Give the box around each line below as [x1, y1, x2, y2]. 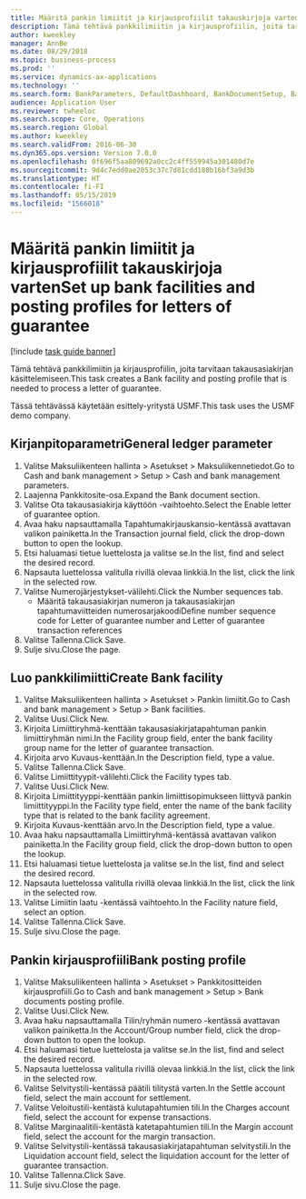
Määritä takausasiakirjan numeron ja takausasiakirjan [36, 595, 235, 606]
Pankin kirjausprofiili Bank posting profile [10, 952, 246, 968]
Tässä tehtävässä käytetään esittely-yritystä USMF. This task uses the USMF [10, 400, 295, 411]
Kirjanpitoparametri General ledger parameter [10, 436, 273, 452]
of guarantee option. [23, 508, 101, 519]
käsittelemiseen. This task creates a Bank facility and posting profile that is [10, 373, 288, 384]
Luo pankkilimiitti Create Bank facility [10, 670, 223, 686]
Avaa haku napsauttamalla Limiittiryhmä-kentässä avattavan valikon [23, 829, 277, 841]
